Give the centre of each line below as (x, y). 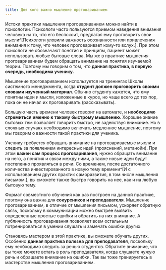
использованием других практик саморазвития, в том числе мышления (82, 174)
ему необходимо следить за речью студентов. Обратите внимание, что (81, 246)
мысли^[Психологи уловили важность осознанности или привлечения (80, 40)
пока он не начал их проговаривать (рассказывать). (60, 102)
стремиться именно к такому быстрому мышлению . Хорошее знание (82, 117)
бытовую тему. (21, 185)
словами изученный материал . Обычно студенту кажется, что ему (77, 91)
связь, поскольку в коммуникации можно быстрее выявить (69, 210)
